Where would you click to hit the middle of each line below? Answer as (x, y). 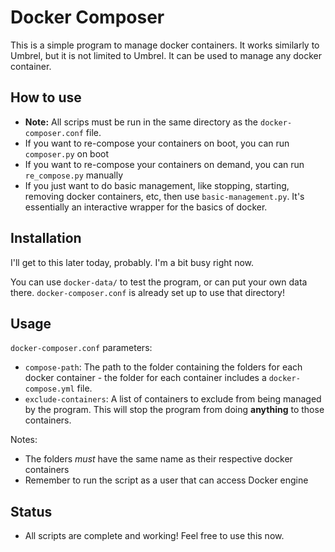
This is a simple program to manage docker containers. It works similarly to (165, 45)
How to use (46, 97)
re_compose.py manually (74, 175)
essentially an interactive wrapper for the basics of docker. (146, 207)
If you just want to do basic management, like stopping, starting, (157, 185)
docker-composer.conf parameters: (81, 348)
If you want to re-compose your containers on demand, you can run (164, 164)
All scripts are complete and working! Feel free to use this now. (154, 536)
